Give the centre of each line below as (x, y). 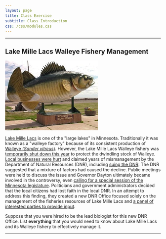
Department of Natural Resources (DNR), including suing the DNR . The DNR (82, 165)
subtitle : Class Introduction (36, 21)
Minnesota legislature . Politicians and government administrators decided (80, 186)
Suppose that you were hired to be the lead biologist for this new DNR (76, 216)
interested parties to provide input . (40, 207)
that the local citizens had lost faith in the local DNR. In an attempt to (75, 191)
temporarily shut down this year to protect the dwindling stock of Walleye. (80, 154)
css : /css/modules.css (28, 26)
